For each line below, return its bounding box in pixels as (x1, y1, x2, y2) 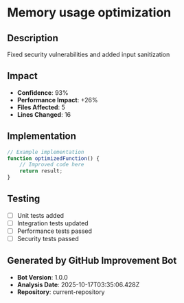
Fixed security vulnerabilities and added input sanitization (7, 50, 170, 58)
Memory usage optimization (7, 5, 172, 21)
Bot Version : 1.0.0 (16, 273, 69, 281)
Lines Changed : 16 (16, 110, 71, 118)
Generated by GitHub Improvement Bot (7, 255, 177, 267)
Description (7, 32, 58, 44)
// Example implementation (7, 148, 84, 155)
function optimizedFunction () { (7, 155, 100, 162)
